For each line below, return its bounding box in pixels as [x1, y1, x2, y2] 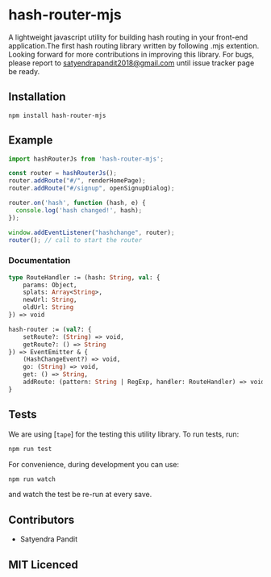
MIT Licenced [8, 558, 79, 571]
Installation [8, 90, 66, 104]
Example [8, 133, 53, 147]
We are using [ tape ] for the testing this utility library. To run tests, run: [8, 429, 240, 439]
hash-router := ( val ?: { [8, 325, 92, 333]
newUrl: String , [23, 296, 78, 304]
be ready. [8, 66, 40, 76]
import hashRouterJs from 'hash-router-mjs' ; [8, 155, 164, 163]
